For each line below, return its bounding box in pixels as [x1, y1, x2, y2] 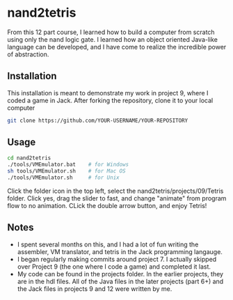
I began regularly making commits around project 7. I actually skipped [17, 255, 217, 263]
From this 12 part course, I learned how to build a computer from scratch [7, 28, 215, 36]
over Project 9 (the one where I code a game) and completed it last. [17, 262, 211, 271]
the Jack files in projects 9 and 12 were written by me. [17, 284, 172, 293]
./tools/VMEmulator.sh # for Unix [7, 174, 120, 182]
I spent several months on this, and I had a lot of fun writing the [17, 240, 199, 248]
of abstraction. [7, 50, 49, 58]
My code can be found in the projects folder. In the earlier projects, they [17, 269, 224, 278]
